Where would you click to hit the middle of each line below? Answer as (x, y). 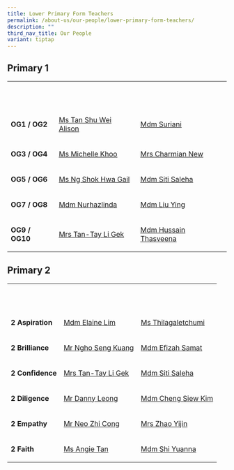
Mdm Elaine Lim (90, 322)
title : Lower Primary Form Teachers (60, 14)
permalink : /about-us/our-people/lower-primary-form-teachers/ (101, 20)
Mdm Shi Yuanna (168, 449)
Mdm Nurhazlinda (88, 205)
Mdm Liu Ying (163, 205)
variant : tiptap (31, 40)
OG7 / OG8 (29, 205)
